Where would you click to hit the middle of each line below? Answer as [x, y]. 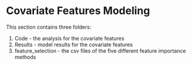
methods [25, 57]
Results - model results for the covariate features [73, 45]
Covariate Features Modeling [78, 11]
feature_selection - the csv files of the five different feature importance [100, 50]
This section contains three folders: [49, 27]
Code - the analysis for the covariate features [69, 38]
